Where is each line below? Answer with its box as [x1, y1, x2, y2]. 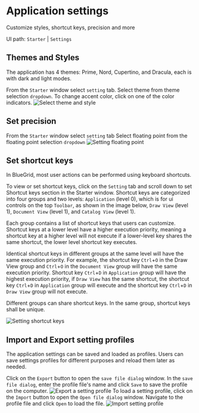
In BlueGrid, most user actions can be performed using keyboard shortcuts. [6, 171, 192, 179]
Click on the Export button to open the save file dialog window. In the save [6, 375, 193, 382]
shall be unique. [6, 306, 45, 313]
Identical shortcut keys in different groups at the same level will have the [6, 250, 184, 257]
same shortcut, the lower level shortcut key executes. [6, 239, 138, 246]
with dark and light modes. [6, 74, 71, 82]
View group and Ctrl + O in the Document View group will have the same [6, 263, 178, 270]
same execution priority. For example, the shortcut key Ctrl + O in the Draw [6, 256, 188, 264]
